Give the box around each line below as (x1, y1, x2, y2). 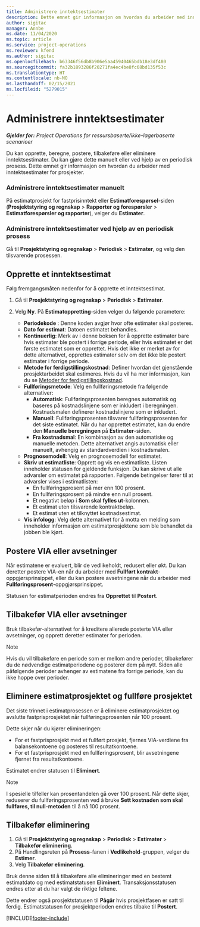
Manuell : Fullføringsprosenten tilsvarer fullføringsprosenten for (32, 415, 187, 422)
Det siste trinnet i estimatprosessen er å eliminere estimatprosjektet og (6, 707, 180, 714)
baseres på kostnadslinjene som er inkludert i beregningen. (32, 402, 179, 409)
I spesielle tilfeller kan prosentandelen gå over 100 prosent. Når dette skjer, (6, 790, 190, 797)
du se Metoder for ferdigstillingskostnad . (23, 377, 124, 384)
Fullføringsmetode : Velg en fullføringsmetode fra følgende (23, 383, 168, 390)
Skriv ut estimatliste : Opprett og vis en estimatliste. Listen (23, 459, 167, 466)
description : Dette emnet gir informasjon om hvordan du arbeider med (6, 14, 185, 20)
